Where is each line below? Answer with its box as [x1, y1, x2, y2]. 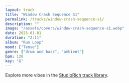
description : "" [5, 21, 39, 26]
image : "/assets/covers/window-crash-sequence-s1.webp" [5, 26, 124, 31]
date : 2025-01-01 [5, 30, 42, 35]
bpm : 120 [5, 53, 24, 59]
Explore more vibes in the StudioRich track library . [5, 72, 109, 78]
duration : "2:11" [5, 35, 42, 40]
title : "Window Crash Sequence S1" [5, 12, 80, 17]
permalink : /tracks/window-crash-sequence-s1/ [5, 16, 104, 21]
